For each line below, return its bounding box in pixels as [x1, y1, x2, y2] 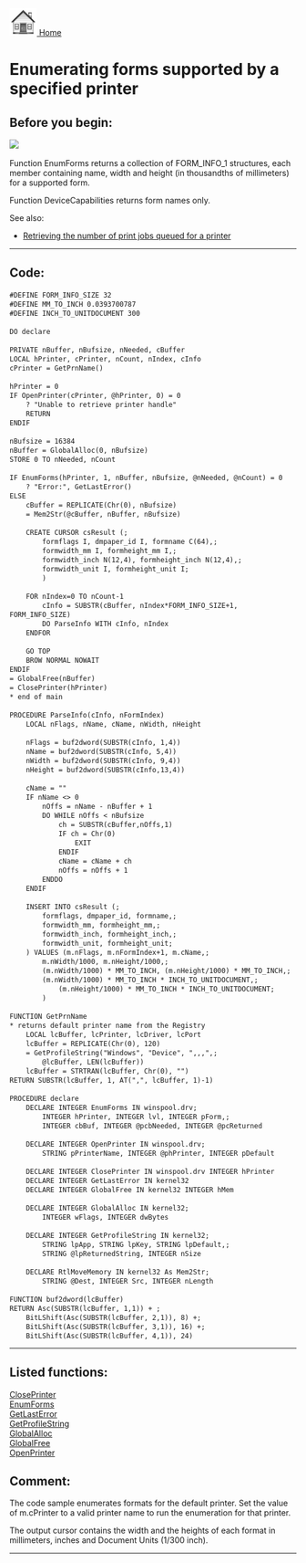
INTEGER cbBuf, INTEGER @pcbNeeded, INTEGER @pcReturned [42, 1121, 262, 1130]
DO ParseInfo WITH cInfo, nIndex [42, 619, 169, 628]
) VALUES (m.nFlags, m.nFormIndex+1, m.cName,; [25, 948, 209, 957]
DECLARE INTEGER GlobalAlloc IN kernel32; [25, 1203, 189, 1212]
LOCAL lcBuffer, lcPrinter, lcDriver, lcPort [25, 1030, 202, 1039]
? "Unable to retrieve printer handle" [25, 400, 178, 409]
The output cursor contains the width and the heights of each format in [9, 1525, 276, 1537]
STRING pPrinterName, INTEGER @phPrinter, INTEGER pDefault [42, 1149, 275, 1158]
